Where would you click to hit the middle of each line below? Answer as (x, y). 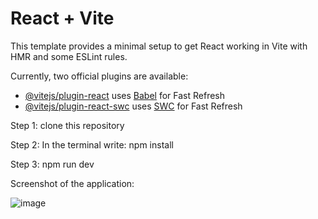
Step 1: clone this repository (67, 125)
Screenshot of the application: (72, 183)
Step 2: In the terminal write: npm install (92, 144)
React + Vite (62, 18)
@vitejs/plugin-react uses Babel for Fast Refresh (125, 95)
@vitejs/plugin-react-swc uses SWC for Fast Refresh (133, 106)
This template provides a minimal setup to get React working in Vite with (159, 46)
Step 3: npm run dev (52, 164)
